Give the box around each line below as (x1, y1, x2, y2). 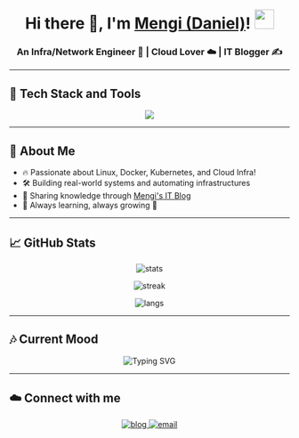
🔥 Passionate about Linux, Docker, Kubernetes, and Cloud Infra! (21, 167, 256, 178)
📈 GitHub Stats (9, 235, 96, 250)
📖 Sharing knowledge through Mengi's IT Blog (21, 191, 191, 201)
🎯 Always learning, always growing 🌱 (21, 200, 158, 211)
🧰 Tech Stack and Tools (9, 85, 141, 101)
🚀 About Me (9, 143, 76, 158)
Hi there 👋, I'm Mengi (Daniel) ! (25, 13, 251, 34)
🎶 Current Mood (9, 332, 99, 347)
